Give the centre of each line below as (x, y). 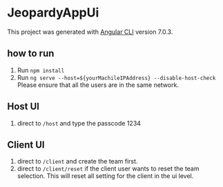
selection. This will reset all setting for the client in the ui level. (105, 176)
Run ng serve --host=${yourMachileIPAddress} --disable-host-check (116, 77)
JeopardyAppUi (53, 13)
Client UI (26, 145)
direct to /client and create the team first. (77, 161)
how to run (31, 53)
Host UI (23, 107)
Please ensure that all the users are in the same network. (98, 85)
